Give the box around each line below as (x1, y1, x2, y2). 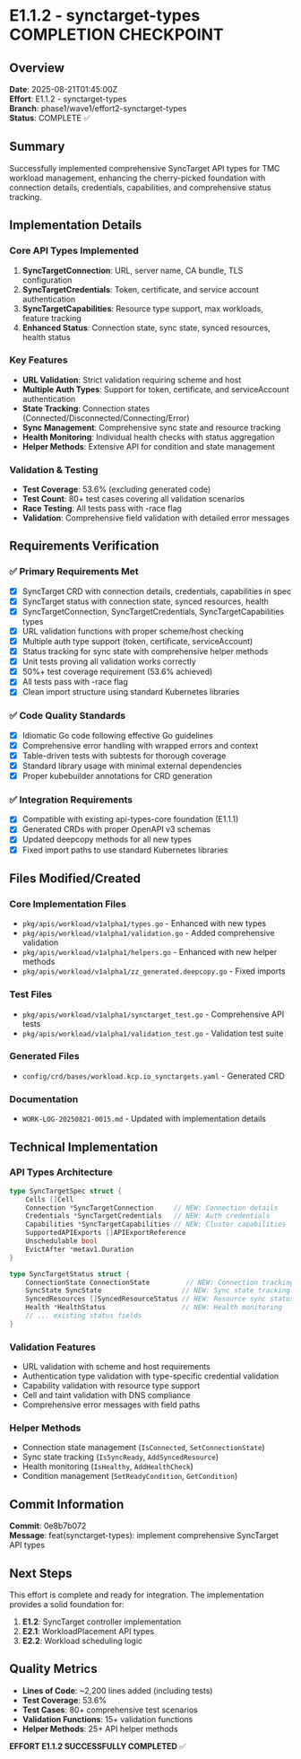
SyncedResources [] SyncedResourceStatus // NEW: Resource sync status (25, 1294, 295, 1304)
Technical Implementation (9, 1139, 159, 1154)
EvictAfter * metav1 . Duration (25, 1245, 134, 1254)
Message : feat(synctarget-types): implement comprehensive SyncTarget (9, 1530, 279, 1541)
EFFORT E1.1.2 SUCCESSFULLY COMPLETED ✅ (9, 1740, 186, 1751)
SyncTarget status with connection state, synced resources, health (21, 596, 269, 607)
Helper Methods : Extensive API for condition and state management (21, 441, 275, 451)
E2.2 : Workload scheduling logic (21, 1635, 143, 1647)
